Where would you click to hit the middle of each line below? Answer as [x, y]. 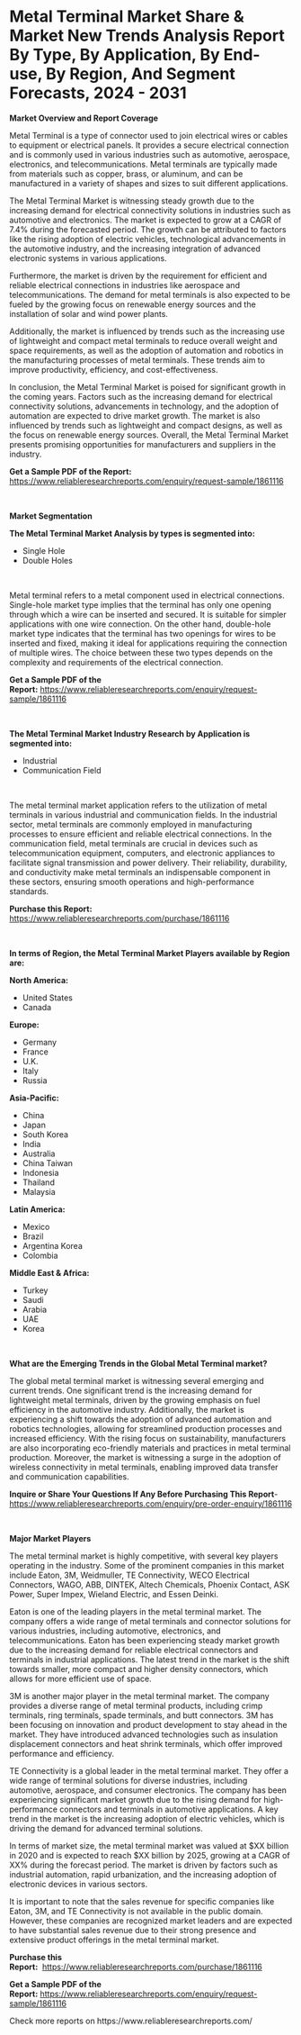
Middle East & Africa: [49, 1272]
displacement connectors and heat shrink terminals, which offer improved [146, 1743]
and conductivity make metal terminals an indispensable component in [140, 872]
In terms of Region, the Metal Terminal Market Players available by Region [150, 953]
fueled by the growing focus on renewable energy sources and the [133, 304]
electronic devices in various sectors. [79, 1884]
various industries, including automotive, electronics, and [115, 1631]
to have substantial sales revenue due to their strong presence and [133, 1930]
